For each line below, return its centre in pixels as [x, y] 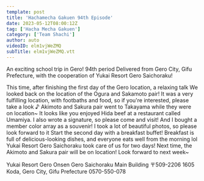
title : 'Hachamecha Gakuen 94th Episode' [60, 18]
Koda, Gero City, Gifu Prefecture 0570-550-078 [66, 171]
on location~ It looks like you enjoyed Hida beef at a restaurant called [93, 113]
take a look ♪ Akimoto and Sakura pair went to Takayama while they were [99, 107]
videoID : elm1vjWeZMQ [34, 46]
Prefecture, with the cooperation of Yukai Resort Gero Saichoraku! [89, 75]
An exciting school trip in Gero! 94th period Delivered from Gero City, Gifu [99, 69]
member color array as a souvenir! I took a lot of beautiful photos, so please [102, 126]
